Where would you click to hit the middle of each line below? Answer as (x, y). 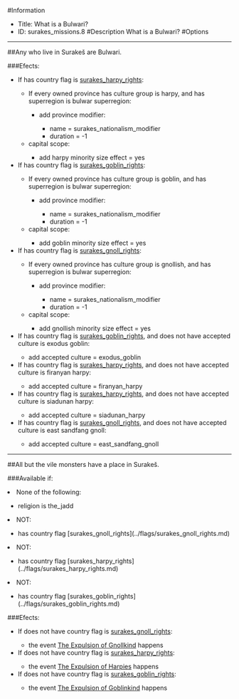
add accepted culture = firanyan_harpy (85, 386)
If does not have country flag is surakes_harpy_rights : (96, 653)
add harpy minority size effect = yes (92, 157)
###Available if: (30, 478)
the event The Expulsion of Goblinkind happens (98, 688)
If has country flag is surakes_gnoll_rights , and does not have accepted (122, 422)
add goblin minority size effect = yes (92, 243)
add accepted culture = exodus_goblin (85, 357)
